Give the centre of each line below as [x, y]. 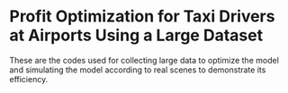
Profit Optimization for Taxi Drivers [142, 17]
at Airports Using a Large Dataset [136, 35]
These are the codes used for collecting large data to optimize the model [144, 60]
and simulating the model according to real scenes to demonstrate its [138, 70]
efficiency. [29, 79]
